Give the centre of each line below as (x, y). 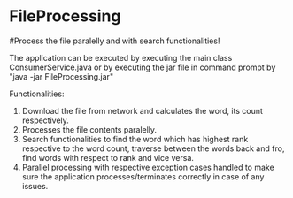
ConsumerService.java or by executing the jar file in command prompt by (143, 67)
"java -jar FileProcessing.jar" (61, 76)
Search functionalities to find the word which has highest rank (135, 139)
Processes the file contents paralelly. (89, 129)
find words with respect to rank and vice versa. (108, 157)
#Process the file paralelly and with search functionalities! (115, 41)
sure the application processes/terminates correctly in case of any (143, 176)
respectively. (45, 120)
